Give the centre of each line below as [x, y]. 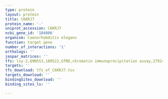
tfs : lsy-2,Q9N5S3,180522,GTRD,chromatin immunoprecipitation [71, 61]
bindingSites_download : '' [33, 79]
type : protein [20, 10]
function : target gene [29, 42]
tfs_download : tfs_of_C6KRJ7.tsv [40, 70]
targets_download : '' [28, 75]
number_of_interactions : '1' [35, 47]
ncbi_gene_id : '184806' [30, 33]
